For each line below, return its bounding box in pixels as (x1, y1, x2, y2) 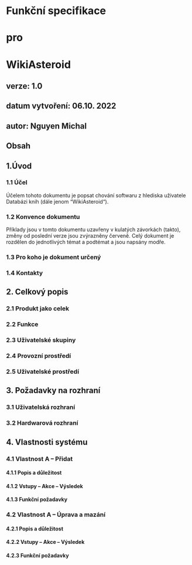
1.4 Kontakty (6, 269, 43, 277)
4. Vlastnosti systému (6, 437, 88, 447)
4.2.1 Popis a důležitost (6, 525, 63, 532)
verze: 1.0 (6, 81, 43, 91)
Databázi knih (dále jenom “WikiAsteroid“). (6, 198, 109, 205)
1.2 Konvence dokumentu (6, 212, 80, 221)
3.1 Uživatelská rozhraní (6, 403, 76, 411)
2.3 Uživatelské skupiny (6, 336, 76, 344)
